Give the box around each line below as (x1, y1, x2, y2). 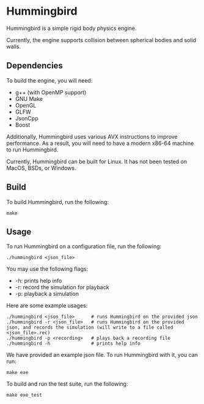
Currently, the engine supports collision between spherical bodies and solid (6, 36, 197, 43)
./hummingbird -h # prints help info (6, 340, 140, 347)
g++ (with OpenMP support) (15, 89, 87, 96)
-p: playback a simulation (15, 290, 79, 298)
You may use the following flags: (6, 265, 89, 273)
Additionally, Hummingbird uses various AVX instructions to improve (6, 133, 178, 140)
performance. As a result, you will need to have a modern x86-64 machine (6, 139, 194, 147)
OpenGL (15, 101, 37, 109)
